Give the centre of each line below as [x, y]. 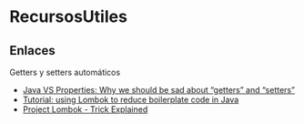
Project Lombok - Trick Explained [85, 109]
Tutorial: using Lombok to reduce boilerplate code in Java [131, 99]
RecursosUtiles [68, 17]
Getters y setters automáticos [65, 72]
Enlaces [33, 51]
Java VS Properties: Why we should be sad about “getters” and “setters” [159, 90]
